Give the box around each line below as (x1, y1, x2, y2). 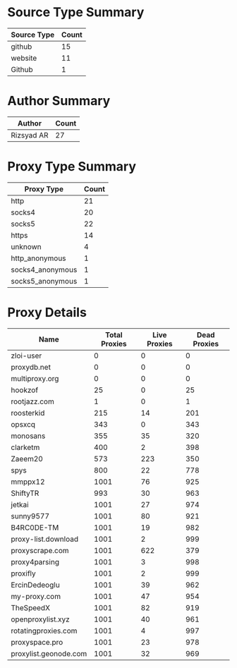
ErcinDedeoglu (11, 580, 60, 590)
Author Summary (7, 93, 111, 109)
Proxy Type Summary (7, 159, 136, 175)
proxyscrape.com (11, 545, 69, 555)
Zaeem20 (11, 454, 44, 463)
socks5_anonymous (11, 276, 78, 286)
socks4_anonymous (11, 265, 78, 274)
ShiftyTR (11, 488, 39, 498)
